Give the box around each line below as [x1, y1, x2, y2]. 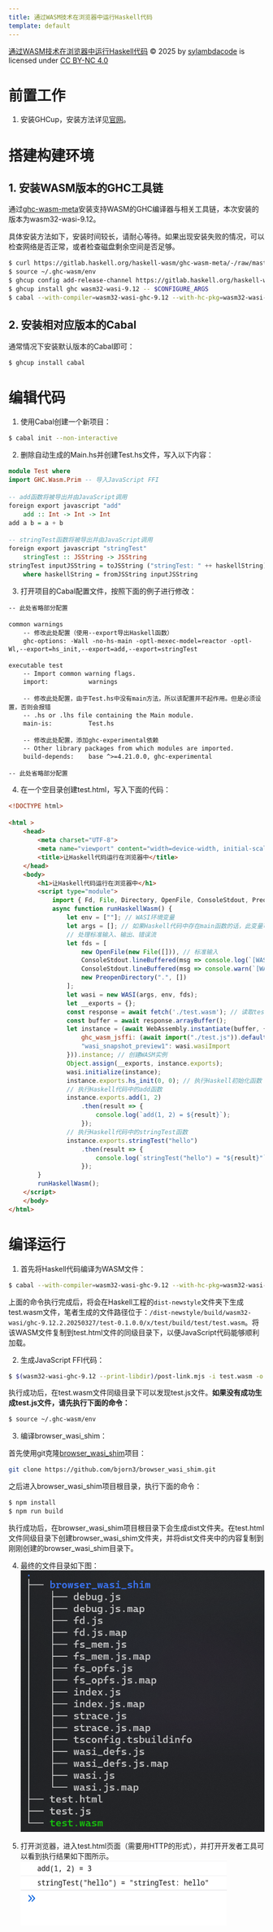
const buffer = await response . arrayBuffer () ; [66, 1016, 227, 1025]
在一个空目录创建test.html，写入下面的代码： [19, 784, 171, 794]
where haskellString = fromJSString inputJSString [23, 570, 198, 578]
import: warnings [23, 677, 118, 686]
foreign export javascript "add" [8, 502, 122, 510]
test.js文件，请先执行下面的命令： [15, 1398, 130, 1408]
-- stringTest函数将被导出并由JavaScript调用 [8, 536, 153, 545]
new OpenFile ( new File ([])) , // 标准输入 [80, 948, 219, 956]
